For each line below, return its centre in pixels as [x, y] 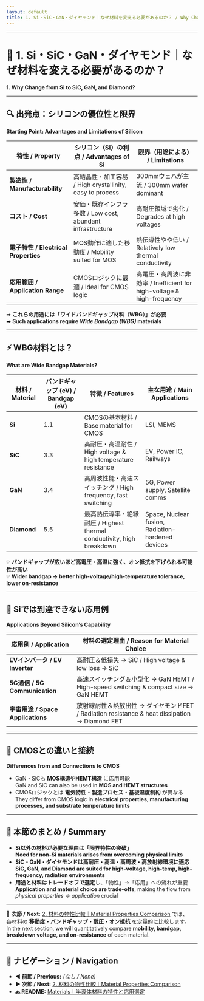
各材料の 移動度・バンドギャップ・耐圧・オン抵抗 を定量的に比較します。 [98, 921]
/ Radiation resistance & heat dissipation [134, 713]
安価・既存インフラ [101, 204]
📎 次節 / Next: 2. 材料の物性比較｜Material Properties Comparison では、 [97, 914]
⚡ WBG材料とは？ [40, 348]
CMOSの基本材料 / [110, 418]
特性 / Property [38, 156]
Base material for [108, 426]
